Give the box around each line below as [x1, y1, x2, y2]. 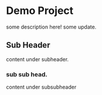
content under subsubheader [6, 83, 77, 91]
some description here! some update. [6, 23, 97, 30]
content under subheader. [6, 55, 69, 62]
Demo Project [6, 4, 74, 17]
